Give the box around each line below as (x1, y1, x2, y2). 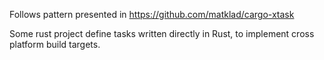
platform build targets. (9, 39, 101, 50)
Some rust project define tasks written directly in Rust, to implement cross (9, 28, 315, 39)
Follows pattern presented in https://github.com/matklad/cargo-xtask (9, 9, 295, 20)
